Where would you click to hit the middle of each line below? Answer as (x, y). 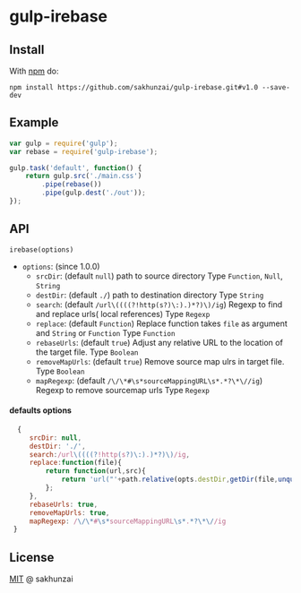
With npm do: (34, 71)
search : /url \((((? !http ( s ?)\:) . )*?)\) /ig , (110, 454)
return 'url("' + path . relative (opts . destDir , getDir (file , (170, 480)
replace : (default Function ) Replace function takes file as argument (162, 323)
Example (34, 123)
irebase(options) (42, 249)
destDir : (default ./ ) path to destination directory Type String (150, 295)
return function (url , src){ (95, 471)
